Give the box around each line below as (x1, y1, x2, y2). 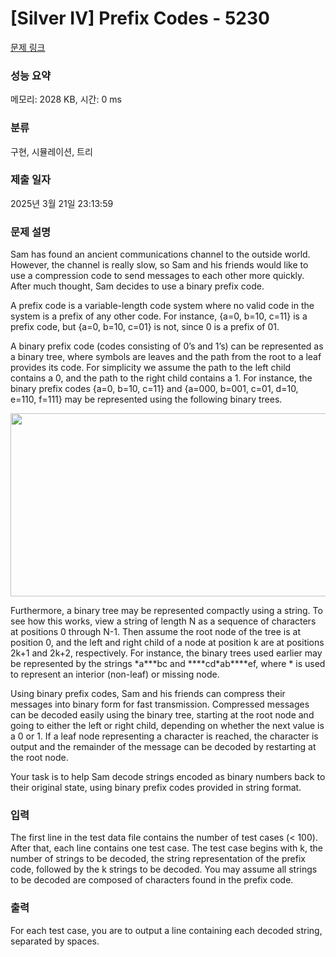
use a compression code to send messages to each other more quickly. (10, 270, 305, 282)
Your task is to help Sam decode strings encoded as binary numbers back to (10, 771, 326, 783)
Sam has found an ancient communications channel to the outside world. (10, 248, 311, 261)
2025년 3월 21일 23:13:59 (10, 197, 114, 209)
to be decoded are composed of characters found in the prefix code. (10, 874, 294, 886)
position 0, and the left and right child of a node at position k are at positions (10, 637, 325, 649)
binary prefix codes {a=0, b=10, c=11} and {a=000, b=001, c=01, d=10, (10, 383, 299, 395)
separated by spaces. (10, 935, 100, 947)
